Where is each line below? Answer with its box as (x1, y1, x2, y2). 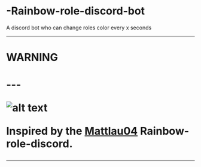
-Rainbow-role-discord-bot (6, 4, 145, 18)
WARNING (6, 51, 58, 64)
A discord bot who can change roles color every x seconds (6, 24, 152, 31)
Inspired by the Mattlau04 (6, 125, 138, 138)
